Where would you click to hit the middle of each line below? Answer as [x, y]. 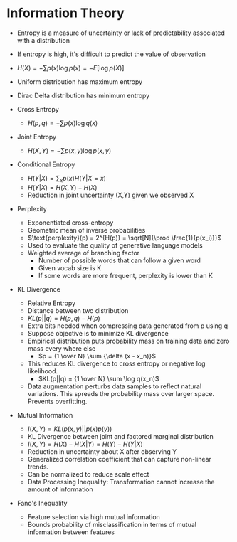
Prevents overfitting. [57, 401]
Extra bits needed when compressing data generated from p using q [128, 326]
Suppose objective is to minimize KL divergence [98, 333]
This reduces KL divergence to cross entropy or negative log [116, 363]
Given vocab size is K [70, 267]
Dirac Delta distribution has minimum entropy [83, 95]
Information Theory [66, 13]
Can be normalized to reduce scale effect [88, 474]
